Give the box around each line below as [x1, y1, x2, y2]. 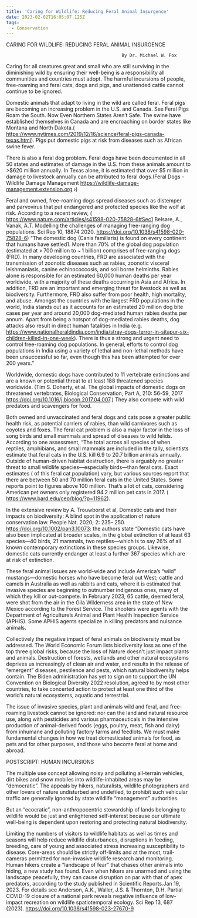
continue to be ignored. [6, 88, 63, 95]
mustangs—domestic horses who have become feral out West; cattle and [6, 574, 184, 581]
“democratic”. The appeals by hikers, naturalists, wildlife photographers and [6, 782, 189, 789]
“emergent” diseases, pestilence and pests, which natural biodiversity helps [6, 667, 189, 674]
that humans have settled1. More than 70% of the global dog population [6, 241, 179, 248]
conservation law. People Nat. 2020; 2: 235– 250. [6, 519, 126, 526]
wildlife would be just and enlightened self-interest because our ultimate [6, 813, 181, 820]
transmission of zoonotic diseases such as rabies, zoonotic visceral [6, 260, 169, 267]
